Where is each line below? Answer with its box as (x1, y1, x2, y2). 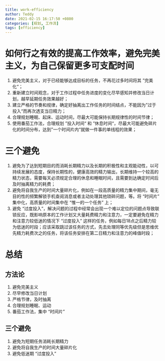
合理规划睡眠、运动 (12, 303, 52, 308)
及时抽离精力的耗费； (12, 181, 55, 187)
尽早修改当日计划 (12, 290, 47, 296)
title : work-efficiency (5, 7, 54, 12)
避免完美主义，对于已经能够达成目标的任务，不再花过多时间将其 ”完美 (12, 77, 153, 83)
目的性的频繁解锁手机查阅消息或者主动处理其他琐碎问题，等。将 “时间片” (12, 193, 160, 199)
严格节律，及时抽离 (12, 296, 52, 302)
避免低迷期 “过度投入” (12, 350, 56, 356)
